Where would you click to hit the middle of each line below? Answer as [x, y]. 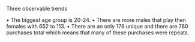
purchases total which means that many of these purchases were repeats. [98, 33]
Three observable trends [37, 9]
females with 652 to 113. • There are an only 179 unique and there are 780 [97, 26]
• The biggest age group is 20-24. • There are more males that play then [96, 20]
